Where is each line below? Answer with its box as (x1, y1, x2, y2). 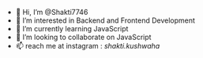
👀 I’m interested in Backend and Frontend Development (15, 16, 196, 25)
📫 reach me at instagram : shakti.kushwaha (15, 42, 160, 50)
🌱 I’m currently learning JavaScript (15, 24, 129, 33)
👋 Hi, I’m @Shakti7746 (15, 8, 88, 16)
